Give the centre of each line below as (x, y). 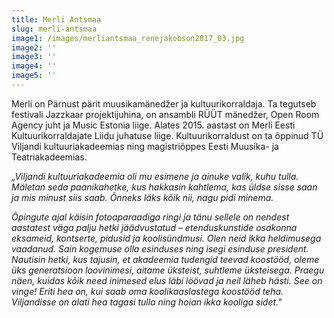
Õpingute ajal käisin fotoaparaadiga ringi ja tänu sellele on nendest (150, 217)
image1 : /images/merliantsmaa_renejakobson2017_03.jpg (128, 38)
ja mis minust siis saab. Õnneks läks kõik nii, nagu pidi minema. (142, 197)
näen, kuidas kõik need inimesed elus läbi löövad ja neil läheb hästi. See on (167, 280)
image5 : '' (34, 76)
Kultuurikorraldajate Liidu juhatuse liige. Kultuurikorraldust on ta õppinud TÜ (167, 135)
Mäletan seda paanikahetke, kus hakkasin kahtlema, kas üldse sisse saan (164, 187)
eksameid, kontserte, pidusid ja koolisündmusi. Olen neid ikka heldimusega (166, 238)
